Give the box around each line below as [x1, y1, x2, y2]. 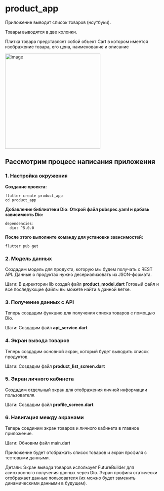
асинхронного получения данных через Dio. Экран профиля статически [5, 470, 158, 476]
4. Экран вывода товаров [5, 337, 70, 344]
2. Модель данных [5, 255, 52, 262]
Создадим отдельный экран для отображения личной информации [5, 387, 147, 393]
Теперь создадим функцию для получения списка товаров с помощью [5, 310, 155, 316]
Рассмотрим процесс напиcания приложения [5, 158, 156, 166]
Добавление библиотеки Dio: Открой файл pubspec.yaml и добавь [5, 206, 150, 212]
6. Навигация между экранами [5, 414, 84, 421]
